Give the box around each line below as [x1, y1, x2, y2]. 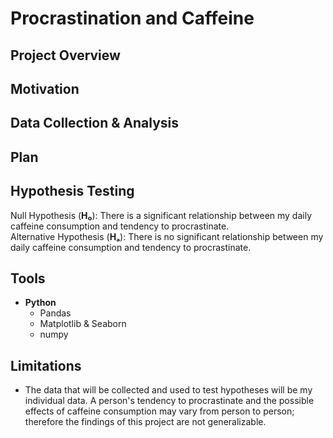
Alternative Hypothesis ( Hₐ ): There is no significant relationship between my [10, 230, 324, 242]
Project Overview [10, 47, 121, 64]
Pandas [39, 307, 72, 319]
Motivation [10, 80, 80, 97]
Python [24, 297, 57, 309]
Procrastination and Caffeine [10, 7, 255, 30]
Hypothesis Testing [10, 183, 135, 200]
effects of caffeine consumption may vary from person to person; [24, 405, 295, 417]
